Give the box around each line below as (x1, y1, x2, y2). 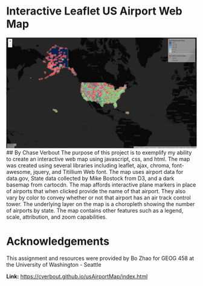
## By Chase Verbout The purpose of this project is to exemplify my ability (6, 149, 192, 156)
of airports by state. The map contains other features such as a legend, (6, 207, 184, 215)
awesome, (6, 168, 32, 176)
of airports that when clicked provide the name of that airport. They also (6, 188, 186, 195)
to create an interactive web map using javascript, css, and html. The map (6, 156, 190, 163)
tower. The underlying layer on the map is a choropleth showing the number (6, 201, 195, 208)
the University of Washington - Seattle (6, 261, 101, 268)
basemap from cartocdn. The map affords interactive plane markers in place (6, 181, 196, 188)
